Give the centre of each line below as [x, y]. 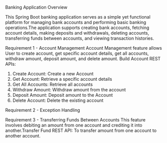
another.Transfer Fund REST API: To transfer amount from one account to [81, 130]
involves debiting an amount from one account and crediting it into [74, 125]
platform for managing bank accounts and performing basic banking [76, 22]
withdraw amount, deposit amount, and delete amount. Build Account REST [83, 59]
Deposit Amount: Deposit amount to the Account [62, 95]
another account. [23, 136]
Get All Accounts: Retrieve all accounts [52, 84]
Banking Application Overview [36, 7]
